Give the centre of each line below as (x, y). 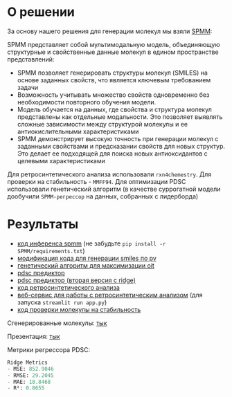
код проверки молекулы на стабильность (79, 309)
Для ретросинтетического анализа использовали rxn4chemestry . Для (109, 174)
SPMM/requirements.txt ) (51, 250)
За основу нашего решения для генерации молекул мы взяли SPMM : (110, 31)
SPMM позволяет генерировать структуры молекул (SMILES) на (112, 73)
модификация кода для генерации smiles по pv (87, 258)
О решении (41, 12)
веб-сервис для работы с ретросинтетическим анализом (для (110, 295)
